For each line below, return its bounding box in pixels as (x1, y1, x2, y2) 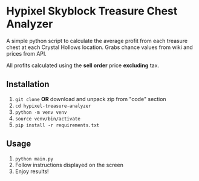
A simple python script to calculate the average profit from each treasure (6, 37, 188, 44)
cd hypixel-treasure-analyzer (15, 103, 92, 109)
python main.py (15, 156, 54, 162)
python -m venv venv (15, 109, 67, 116)
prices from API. (6, 50, 47, 57)
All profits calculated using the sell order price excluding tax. (6, 62, 159, 69)
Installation (6, 79, 50, 90)
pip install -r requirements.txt (15, 122, 100, 128)
